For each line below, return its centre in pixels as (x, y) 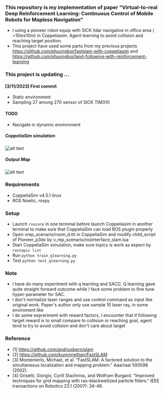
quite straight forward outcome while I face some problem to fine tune (83, 289)
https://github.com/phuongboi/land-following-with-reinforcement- (80, 57)
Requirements (22, 184)
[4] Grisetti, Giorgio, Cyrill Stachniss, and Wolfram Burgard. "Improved (83, 375)
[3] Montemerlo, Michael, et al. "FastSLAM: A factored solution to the (82, 360)
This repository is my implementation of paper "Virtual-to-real (81, 7)
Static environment (31, 97)
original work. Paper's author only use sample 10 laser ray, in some (80, 305)
